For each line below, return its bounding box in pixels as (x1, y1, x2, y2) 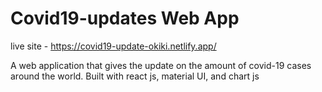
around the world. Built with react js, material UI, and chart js (10, 70, 260, 82)
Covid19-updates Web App (10, 7, 240, 30)
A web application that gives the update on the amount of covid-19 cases (10, 59, 312, 71)
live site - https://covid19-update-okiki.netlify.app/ (10, 40, 217, 52)
